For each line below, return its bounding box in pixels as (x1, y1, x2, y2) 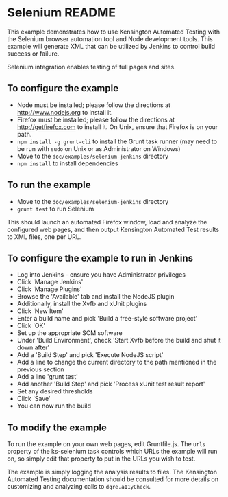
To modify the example (7, 421, 107, 433)
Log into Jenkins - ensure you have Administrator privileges (16, 270, 186, 279)
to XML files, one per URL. (7, 232, 81, 241)
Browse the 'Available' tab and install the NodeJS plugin (16, 292, 175, 301)
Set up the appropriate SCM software (16, 329, 123, 337)
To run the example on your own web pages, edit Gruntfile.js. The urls (7, 440, 206, 448)
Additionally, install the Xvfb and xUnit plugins (16, 300, 147, 308)
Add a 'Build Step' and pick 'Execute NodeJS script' (16, 351, 164, 359)
